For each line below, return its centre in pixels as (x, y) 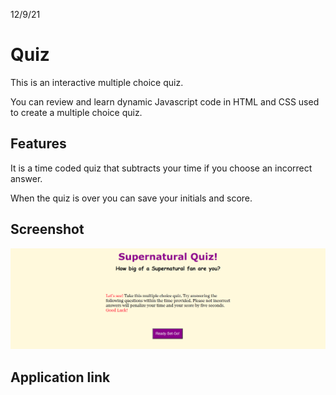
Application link (60, 377)
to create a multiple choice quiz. (76, 112)
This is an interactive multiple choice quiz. (97, 82)
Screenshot (47, 229)
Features (38, 144)
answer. (26, 178)
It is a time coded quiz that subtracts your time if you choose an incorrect (161, 168)
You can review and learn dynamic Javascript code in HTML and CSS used (165, 101)
